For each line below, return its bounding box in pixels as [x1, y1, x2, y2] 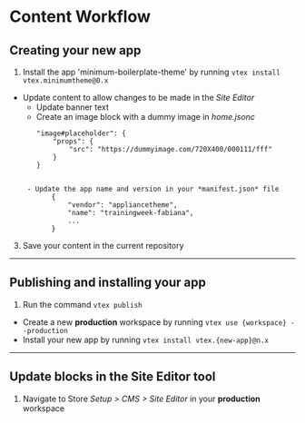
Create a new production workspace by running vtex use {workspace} [22, 316, 288, 328]
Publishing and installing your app [9, 275, 206, 290]
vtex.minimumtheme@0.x [22, 76, 109, 85]
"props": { [53, 137, 93, 146]
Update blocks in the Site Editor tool [9, 369, 216, 385]
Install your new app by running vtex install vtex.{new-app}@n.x [22, 334, 270, 345]
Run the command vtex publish [22, 299, 143, 310]
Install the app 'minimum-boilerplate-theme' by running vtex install [22, 66, 281, 77]
